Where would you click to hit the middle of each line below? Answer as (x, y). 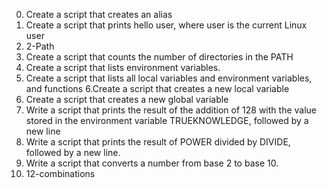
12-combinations (60, 173)
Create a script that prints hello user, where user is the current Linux (166, 25)
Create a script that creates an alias (99, 14)
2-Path (40, 46)
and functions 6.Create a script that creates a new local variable (157, 88)
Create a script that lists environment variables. (123, 67)
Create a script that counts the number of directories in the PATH (159, 57)
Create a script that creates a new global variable (127, 99)
